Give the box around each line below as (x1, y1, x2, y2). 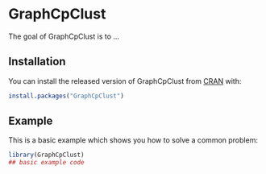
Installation (8, 55, 66, 68)
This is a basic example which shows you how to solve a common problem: (8, 135, 258, 145)
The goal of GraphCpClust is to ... (8, 31, 119, 41)
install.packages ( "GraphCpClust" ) (8, 92, 125, 100)
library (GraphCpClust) (8, 151, 85, 159)
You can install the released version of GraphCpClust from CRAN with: (8, 76, 242, 85)
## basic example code (8, 159, 85, 167)
